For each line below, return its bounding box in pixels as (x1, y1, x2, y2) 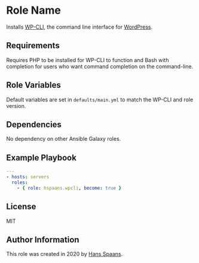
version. (6, 102, 26, 109)
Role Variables (6, 80, 61, 90)
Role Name (6, 4, 61, 17)
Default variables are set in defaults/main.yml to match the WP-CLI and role (6, 96, 194, 103)
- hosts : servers (6, 174, 50, 180)
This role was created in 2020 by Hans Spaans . (6, 250, 123, 258)
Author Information (6, 234, 79, 245)
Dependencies (6, 119, 62, 129)
